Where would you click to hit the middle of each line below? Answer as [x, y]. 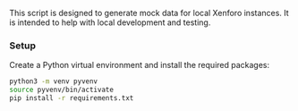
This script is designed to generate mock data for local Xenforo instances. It [149, 13]
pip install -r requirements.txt [72, 98]
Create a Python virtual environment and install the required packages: [140, 65]
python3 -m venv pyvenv [54, 81]
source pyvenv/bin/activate [62, 90]
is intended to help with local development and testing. [110, 22]
